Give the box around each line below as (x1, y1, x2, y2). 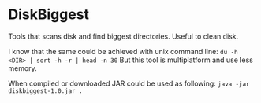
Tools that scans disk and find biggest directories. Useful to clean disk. (8, 31, 239, 41)
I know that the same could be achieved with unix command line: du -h (8, 46, 238, 56)
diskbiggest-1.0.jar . (8, 86, 83, 95)
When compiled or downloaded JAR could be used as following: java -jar (8, 79, 250, 88)
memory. (8, 63, 37, 72)
